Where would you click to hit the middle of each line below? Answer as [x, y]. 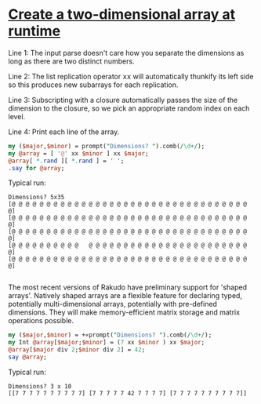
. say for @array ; [36, 168]
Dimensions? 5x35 [36, 198]
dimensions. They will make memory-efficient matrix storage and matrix [124, 312]
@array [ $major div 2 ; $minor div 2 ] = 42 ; [77, 350]
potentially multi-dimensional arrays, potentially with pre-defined [113, 304]
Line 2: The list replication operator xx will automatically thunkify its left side [131, 76]
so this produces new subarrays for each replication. [93, 85]
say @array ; [27, 357]
